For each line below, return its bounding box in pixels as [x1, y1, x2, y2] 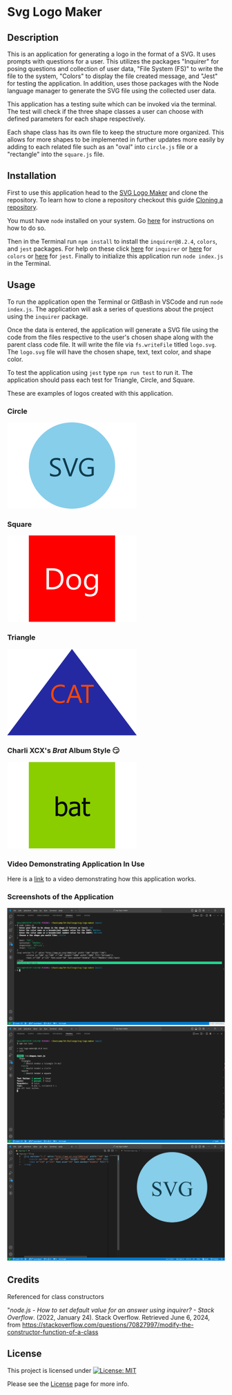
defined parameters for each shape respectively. [7, 115, 146, 123]
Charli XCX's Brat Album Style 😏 [7, 746, 120, 756]
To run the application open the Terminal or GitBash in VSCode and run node [7, 298, 223, 306]
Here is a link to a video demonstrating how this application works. [7, 875, 197, 883]
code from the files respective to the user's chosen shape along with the [7, 333, 214, 341]
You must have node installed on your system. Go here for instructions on [7, 216, 214, 224]
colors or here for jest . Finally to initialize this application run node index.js [7, 251, 224, 260]
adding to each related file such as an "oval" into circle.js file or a [7, 143, 198, 151]
